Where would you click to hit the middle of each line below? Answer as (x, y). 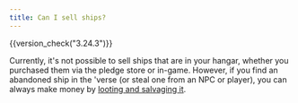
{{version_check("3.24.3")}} (61, 43)
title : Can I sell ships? (57, 17)
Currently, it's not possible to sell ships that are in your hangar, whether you (149, 60)
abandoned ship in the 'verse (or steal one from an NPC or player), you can (148, 79)
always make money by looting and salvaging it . (98, 89)
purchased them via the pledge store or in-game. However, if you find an (144, 70)
